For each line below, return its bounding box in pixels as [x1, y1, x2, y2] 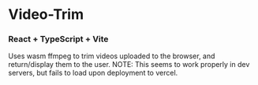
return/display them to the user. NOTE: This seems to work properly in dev [8, 60, 250, 69]
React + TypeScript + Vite [8, 34, 109, 45]
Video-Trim [8, 6, 84, 24]
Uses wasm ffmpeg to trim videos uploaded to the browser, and [8, 51, 215, 61]
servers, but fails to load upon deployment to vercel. [8, 68, 178, 78]
